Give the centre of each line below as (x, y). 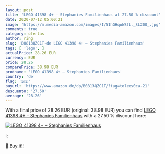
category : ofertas (25, 34)
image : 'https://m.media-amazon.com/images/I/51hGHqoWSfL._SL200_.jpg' (83, 24)
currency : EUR (20, 58)
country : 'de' (20, 77)
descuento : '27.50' (26, 91)
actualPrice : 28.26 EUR (31, 53)
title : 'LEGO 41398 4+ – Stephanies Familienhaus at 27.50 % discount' (83, 15)
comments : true (21, 29)
